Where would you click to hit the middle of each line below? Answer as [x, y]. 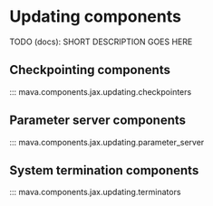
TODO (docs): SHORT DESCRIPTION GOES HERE [101, 42]
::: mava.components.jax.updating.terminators [95, 192]
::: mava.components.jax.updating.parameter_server [107, 142]
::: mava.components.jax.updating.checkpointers [101, 91]
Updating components [95, 17]
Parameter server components [98, 121]
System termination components [104, 170]
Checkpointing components [90, 70]
